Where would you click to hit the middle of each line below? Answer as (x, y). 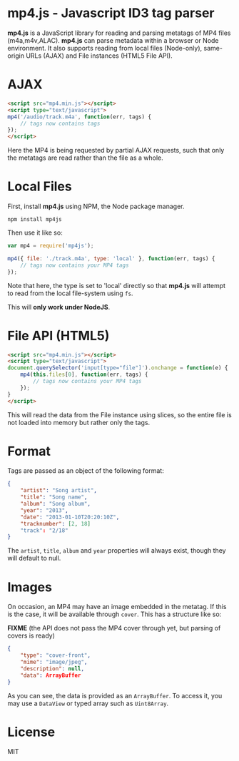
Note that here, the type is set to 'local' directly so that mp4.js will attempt (117, 285)
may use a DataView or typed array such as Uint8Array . (88, 703)
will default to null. (34, 558)
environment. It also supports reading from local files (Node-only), (105, 48)
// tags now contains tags (60, 123)
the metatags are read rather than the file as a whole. (86, 158)
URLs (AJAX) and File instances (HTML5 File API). (99, 56)
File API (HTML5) (59, 336)
